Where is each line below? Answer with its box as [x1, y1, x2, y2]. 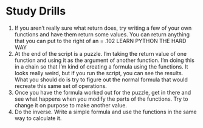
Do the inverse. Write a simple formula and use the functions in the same [14, 108, 197, 115]
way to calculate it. [14, 114, 62, 122]
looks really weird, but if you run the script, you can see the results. [14, 69, 184, 76]
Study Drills [5, 4, 66, 18]
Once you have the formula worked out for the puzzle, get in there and [14, 89, 191, 96]
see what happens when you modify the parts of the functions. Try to [14, 95, 188, 103]
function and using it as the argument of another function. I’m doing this [14, 56, 195, 64]
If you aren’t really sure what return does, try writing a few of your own [14, 24, 192, 32]
